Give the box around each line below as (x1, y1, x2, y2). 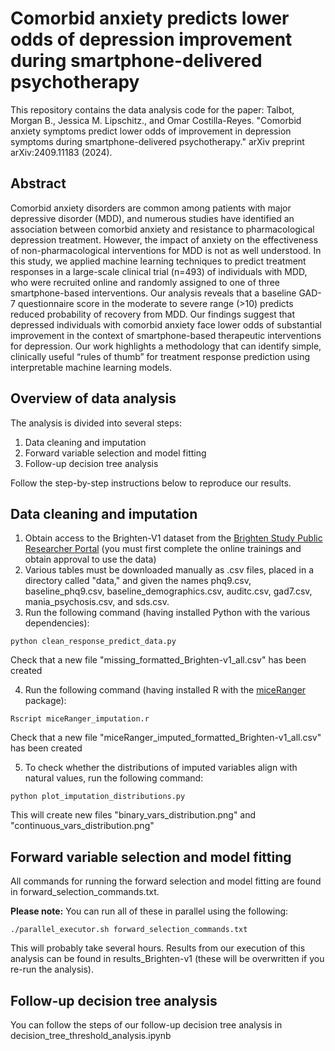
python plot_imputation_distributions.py (10, 792, 186, 802)
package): (24, 695, 67, 707)
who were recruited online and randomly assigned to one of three (10, 276, 281, 288)
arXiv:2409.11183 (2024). (10, 146, 113, 158)
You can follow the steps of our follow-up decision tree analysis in (10, 1019, 283, 1031)
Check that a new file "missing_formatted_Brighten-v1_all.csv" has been (10, 654, 307, 666)
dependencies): (24, 617, 90, 629)
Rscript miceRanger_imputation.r (10, 714, 150, 724)
